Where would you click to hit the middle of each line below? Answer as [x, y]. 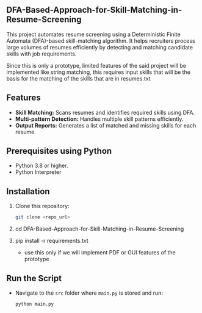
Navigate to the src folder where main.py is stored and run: [89, 293]
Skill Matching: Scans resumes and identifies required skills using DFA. [105, 112]
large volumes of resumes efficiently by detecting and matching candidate [100, 47]
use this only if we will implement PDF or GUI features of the [100, 253]
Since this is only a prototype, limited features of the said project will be [96, 65]
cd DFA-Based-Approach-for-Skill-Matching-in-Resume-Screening [99, 229]
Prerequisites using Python [59, 151]
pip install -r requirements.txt [52, 241]
